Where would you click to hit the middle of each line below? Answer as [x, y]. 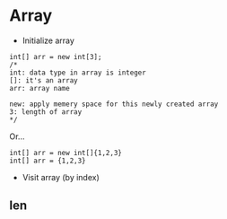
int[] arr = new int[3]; [56, 57]
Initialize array [48, 40]
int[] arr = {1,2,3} [48, 161]
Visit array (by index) [61, 177]
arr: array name [39, 88]
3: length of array [46, 112]
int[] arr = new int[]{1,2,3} [66, 153]
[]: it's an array [44, 80]
